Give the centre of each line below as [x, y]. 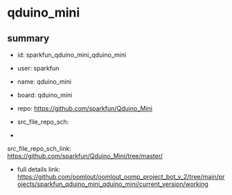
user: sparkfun [38, 68]
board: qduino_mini [45, 95]
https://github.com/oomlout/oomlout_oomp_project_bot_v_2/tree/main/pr [121, 177]
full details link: [39, 169]
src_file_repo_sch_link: [39, 149]
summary [28, 38]
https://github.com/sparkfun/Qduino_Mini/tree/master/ [85, 156]
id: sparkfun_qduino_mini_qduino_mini [72, 55]
